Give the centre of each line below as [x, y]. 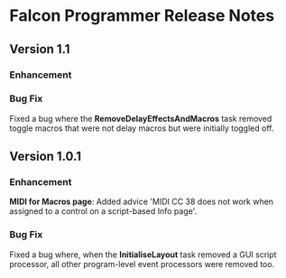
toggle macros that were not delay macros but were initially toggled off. [142, 128]
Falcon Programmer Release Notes [142, 16]
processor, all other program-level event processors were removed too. [142, 264]
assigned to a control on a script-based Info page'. [103, 211]
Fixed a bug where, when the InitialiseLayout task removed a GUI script [143, 255]
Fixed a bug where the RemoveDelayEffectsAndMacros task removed [141, 118]
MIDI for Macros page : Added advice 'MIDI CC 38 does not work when [141, 202]
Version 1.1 [40, 49]
